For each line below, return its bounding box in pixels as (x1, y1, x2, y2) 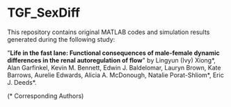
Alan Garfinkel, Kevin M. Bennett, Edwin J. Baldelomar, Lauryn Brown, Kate (7, 63, 221, 72)
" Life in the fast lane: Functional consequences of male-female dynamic (7, 49, 221, 57)
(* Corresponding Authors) (7, 92, 84, 100)
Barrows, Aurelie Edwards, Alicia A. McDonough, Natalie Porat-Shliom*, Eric (7, 71, 224, 79)
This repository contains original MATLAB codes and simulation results (7, 28, 210, 36)
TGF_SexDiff (7, 5, 81, 21)
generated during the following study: (7, 35, 115, 43)
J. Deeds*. (7, 78, 37, 86)
